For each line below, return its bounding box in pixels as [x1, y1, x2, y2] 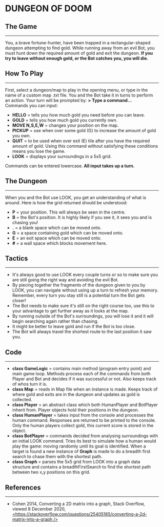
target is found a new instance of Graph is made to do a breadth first [12, 449, 151, 454]
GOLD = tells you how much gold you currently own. [12, 117, 118, 123]
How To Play [5, 69, 44, 78]
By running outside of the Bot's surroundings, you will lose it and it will [12, 313, 154, 319]
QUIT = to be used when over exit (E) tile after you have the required [12, 137, 150, 144]
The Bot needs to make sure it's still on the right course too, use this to [12, 303, 155, 309]
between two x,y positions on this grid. [12, 469, 90, 475]
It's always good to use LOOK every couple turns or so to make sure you [12, 272, 158, 278]
